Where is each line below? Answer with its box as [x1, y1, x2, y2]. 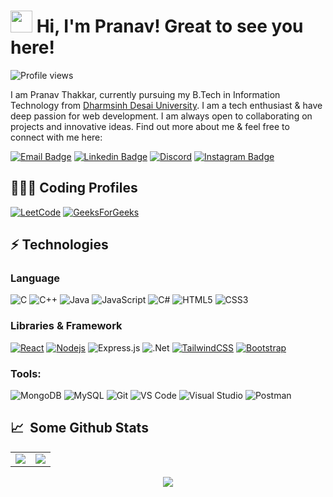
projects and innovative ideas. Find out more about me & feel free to [10, 120, 290, 132]
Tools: [10, 366, 42, 380]
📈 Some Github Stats [10, 420, 149, 437]
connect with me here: [10, 131, 103, 143]
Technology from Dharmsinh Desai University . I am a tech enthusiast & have [10, 99, 323, 111]
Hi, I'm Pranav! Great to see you [36, 15, 304, 38]
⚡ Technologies [10, 236, 109, 254]
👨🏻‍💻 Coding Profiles [10, 180, 138, 197]
